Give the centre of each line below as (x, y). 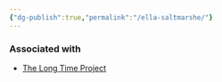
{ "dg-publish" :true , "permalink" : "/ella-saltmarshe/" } (111, 17)
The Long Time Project (64, 68)
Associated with (45, 48)
